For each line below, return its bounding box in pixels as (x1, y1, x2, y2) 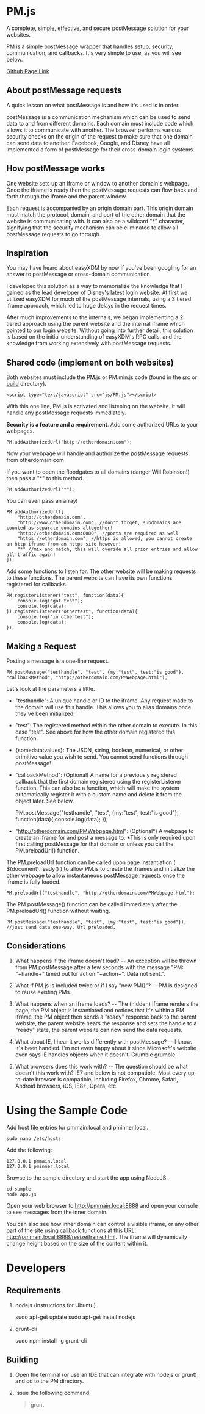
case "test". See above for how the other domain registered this (15, 728, 176, 735)
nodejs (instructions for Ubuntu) (15, 1301, 96, 1308)
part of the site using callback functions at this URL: (6, 1227, 137, 1234)
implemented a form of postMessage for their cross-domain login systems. (6, 145, 195, 153)
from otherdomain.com (6, 456, 64, 464)
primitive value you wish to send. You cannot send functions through (15, 753, 188, 760)
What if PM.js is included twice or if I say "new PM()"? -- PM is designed (15, 981, 198, 989)
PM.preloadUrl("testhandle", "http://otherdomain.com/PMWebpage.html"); (6, 890, 195, 896)
